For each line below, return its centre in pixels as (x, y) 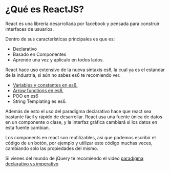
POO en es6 (25, 96)
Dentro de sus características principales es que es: (60, 39)
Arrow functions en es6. (38, 90)
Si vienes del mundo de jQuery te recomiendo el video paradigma (75, 158)
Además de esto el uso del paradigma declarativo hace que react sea (79, 111)
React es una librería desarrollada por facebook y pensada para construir (82, 24)
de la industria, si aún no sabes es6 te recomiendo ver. (63, 75)
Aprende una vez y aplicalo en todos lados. (58, 59)
